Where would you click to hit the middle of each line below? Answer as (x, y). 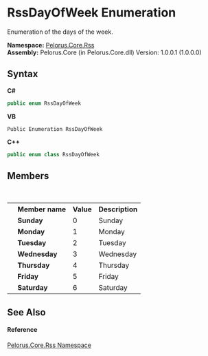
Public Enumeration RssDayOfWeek (55, 129)
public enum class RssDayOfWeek (53, 154)
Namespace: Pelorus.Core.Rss (51, 45)
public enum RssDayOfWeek (44, 103)
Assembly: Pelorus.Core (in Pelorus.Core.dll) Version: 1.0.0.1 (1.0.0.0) (104, 52)
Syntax (23, 74)
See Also (26, 312)
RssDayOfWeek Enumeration (92, 13)
